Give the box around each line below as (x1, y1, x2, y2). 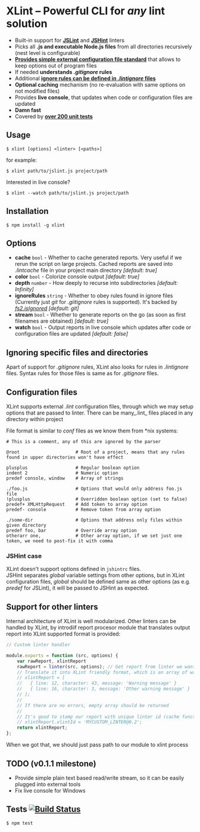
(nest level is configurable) (14, 49, 80, 56)
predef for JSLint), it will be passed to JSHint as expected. (6, 584, 149, 592)
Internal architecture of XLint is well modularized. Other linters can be (6, 618, 177, 625)
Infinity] (14, 285, 34, 293)
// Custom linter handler (6, 642, 70, 648)
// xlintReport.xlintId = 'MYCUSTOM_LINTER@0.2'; (17, 719, 143, 725)
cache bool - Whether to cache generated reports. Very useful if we (14, 254, 182, 261)
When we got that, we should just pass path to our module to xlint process (6, 741, 189, 748)
